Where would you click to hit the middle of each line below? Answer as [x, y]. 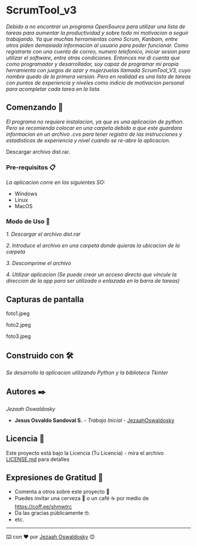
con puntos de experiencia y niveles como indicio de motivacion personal [95, 82]
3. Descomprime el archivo [39, 263]
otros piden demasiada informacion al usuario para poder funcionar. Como [97, 45]
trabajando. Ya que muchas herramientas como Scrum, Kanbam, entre [92, 39]
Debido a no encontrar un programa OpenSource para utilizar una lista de [96, 26]
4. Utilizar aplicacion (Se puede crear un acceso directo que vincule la [91, 274]
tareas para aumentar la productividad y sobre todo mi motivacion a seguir [97, 32]
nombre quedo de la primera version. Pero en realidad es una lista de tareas [98, 76]
